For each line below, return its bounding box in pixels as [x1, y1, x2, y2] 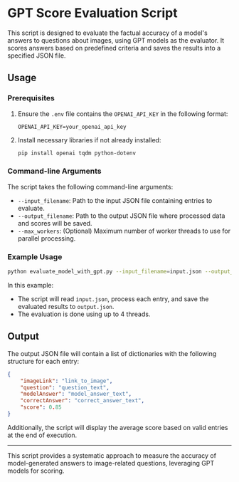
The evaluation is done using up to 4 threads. [17, 310, 151, 318]
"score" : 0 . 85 [20, 404, 62, 411]
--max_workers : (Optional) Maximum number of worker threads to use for [17, 226, 231, 235]
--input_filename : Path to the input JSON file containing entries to [17, 196, 213, 204]
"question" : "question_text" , [20, 384, 110, 391]
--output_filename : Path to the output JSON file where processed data [17, 211, 225, 220]
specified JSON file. [7, 51, 66, 60]
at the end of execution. [7, 431, 78, 439]
